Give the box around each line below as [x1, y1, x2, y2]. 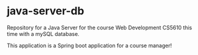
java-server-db [7, 4, 85, 18]
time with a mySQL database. [7, 30, 80, 37]
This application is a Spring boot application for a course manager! [7, 42, 172, 49]
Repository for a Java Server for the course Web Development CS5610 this [7, 24, 193, 31]
